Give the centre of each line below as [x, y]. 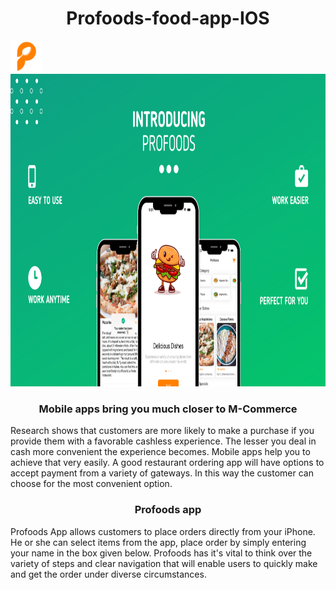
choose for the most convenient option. [91, 484]
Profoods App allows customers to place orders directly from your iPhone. [163, 531]
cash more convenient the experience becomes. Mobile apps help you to [160, 452]
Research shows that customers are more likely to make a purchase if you [162, 431]
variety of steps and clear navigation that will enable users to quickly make [164, 563]
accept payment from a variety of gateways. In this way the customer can [162, 473]
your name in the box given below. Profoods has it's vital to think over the [161, 553]
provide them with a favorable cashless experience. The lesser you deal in [163, 441]
